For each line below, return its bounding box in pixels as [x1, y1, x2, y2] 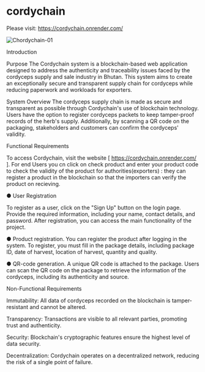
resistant [6, 303, 29, 310]
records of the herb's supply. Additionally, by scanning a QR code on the [6, 117, 190, 125]
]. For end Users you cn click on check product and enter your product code [6, 160, 199, 168]
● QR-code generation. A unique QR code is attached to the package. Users [6, 260, 199, 267]
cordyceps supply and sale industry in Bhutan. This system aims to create [6, 73, 193, 80]
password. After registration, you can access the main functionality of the [6, 217, 192, 224]
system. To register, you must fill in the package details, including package [6, 242, 195, 249]
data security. [6, 340, 41, 347]
